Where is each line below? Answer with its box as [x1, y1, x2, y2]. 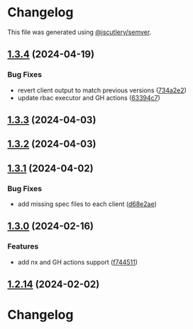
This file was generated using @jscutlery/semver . [7, 28, 152, 36]
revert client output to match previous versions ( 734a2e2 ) [17, 86, 187, 95]
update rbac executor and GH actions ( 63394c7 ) [17, 93, 161, 102]
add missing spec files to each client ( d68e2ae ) [17, 200, 158, 208]
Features [7, 242, 39, 252]
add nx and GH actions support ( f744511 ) [17, 257, 138, 266]
